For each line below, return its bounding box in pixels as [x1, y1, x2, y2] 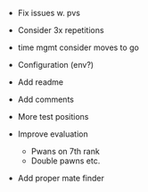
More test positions [17, 112, 89, 121]
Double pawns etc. [30, 155, 101, 166]
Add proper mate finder [17, 173, 105, 183]
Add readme [17, 77, 64, 88]
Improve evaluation [17, 129, 88, 139]
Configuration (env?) [17, 60, 95, 70]
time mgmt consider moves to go [17, 42, 140, 53]
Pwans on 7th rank [30, 146, 100, 156]
